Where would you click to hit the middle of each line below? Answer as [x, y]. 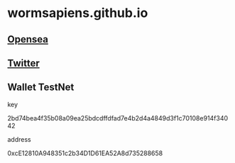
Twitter [24, 63]
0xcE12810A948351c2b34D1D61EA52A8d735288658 [85, 153]
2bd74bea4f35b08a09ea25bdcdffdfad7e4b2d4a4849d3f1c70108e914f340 [118, 118]
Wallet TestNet [41, 88]
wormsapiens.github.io [78, 13]
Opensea [28, 39]
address [19, 139]
